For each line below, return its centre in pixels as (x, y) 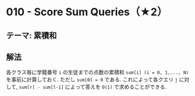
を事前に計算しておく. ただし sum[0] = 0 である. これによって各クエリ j (92, 80)
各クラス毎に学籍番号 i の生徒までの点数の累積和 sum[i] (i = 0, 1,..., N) (97, 72)
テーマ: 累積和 (31, 35)
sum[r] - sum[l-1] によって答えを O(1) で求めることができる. (93, 87)
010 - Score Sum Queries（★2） (87, 12)
